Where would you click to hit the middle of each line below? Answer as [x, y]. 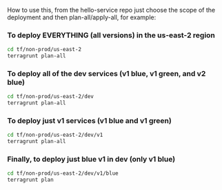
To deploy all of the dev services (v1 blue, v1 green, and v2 [107, 73]
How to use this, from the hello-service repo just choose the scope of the [111, 10]
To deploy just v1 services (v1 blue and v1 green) [90, 121]
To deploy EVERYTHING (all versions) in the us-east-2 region [111, 35]
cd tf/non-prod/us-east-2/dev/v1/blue [63, 173]
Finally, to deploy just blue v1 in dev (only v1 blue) [91, 160]
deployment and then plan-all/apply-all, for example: [82, 17]
